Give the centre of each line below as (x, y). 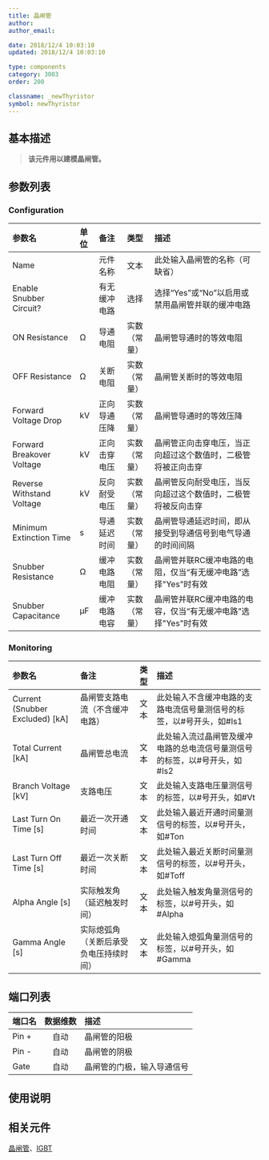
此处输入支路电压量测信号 (205, 786)
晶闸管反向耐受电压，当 (198, 482)
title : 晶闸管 (30, 16)
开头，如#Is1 (218, 722)
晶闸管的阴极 (109, 1052)
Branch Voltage (41, 786)
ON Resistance (40, 337)
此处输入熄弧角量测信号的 (205, 936)
